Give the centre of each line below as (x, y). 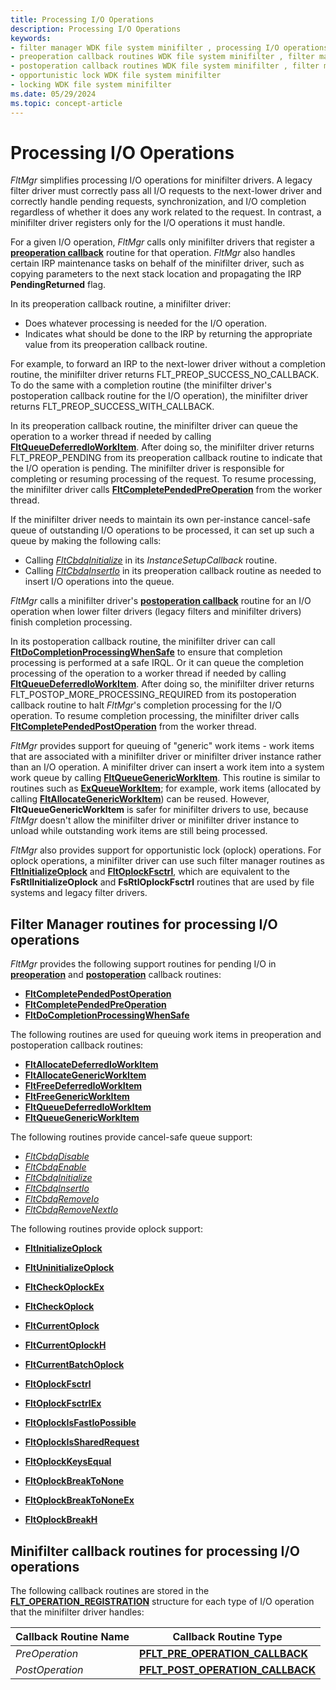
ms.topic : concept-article (66, 103)
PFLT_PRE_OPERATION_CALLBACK (223, 1654)
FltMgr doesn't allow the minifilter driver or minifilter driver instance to (155, 820)
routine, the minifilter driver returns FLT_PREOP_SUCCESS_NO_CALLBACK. (165, 375)
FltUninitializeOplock (69, 1268)
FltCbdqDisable (57, 1157)
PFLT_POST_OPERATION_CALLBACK (228, 1670)
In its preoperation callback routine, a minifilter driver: (121, 304)
